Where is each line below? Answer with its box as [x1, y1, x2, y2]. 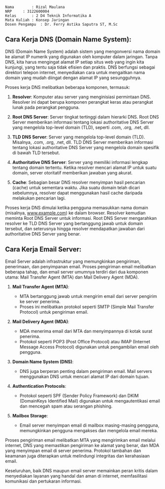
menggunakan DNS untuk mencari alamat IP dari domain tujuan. [19, 373, 150, 379]
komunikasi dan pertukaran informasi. [5, 478, 82, 484]
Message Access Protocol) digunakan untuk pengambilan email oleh [19, 344, 159, 350]
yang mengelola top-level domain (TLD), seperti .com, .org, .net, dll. [12, 124, 150, 130]
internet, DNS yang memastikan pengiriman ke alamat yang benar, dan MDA [5, 442, 160, 448]
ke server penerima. [19, 298, 61, 304]
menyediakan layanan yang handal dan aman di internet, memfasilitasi [5, 473, 148, 479]
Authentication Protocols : [12, 383, 66, 389]
